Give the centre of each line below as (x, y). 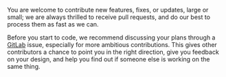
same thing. (24, 66)
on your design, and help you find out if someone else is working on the (109, 59)
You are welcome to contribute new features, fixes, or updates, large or (108, 10)
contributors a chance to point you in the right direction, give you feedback (113, 52)
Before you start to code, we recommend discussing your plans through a (111, 37)
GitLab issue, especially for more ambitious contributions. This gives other (112, 45)
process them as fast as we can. (53, 24)
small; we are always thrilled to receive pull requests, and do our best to (109, 17)
